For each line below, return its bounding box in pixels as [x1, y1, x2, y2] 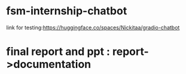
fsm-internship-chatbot [6, 4, 127, 18]
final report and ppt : [6, 45, 111, 58]
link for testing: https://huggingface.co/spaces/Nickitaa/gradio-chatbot [6, 24, 180, 31]
